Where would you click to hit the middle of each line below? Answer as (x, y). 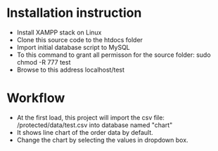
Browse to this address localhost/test (70, 70)
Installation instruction (74, 13)
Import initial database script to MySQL (73, 47)
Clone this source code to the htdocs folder (80, 39)
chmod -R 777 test (44, 62)
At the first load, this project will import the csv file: (90, 117)
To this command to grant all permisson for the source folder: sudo (114, 55)
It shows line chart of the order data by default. (85, 132)
